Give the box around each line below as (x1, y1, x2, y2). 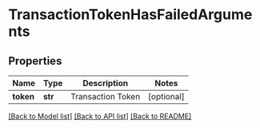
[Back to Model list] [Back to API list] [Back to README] (8, 111, 192, 121)
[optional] (147, 91, 186, 102)
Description (82, 78, 129, 88)
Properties (8, 54, 62, 68)
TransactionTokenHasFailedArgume (8, 6, 253, 24)
